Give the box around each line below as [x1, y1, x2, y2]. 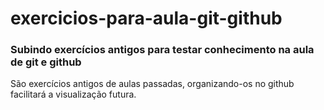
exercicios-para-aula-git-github [10, 7, 283, 30]
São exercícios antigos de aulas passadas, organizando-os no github [10, 78, 295, 90]
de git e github [10, 55, 82, 69]
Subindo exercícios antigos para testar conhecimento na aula [10, 43, 315, 57]
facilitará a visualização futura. [10, 88, 137, 101]
